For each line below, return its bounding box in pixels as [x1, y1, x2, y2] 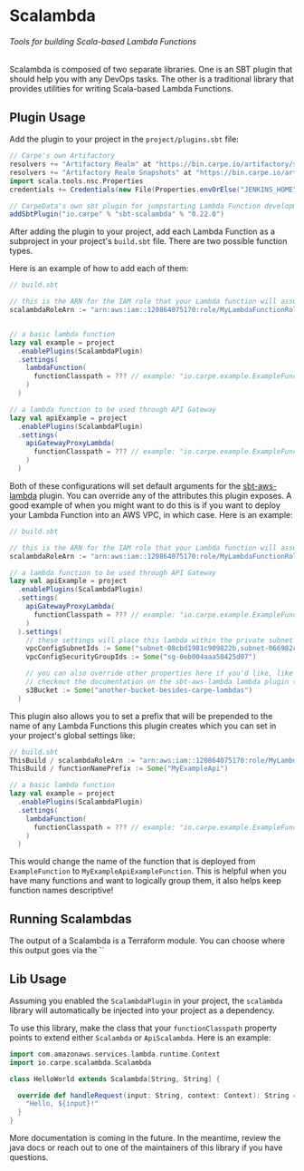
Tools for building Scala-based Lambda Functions [9, 35, 197, 46]
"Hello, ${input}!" [25, 1099, 100, 1108]
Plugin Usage [9, 110, 86, 125]
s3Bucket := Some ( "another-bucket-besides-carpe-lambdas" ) [25, 686, 253, 695]
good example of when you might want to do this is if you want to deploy [9, 500, 280, 511]
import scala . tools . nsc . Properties [9, 176, 144, 186]
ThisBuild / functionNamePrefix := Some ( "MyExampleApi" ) [9, 764, 229, 774]
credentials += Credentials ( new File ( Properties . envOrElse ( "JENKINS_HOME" [9, 185, 298, 194]
